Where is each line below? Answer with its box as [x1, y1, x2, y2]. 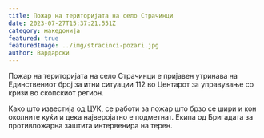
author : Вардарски [8, 49, 70, 57]
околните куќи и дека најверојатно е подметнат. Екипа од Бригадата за [8, 112, 254, 121]
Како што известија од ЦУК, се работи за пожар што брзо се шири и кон [8, 103, 257, 113]
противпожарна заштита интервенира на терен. [8, 121, 174, 130]
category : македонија [8, 26, 81, 34]
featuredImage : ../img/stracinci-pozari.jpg [8, 42, 159, 50]
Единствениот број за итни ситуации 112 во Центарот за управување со [8, 79, 254, 89]
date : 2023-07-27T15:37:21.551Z [8, 19, 116, 27]
